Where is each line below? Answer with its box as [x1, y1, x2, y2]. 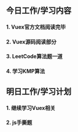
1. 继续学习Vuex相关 [6, 104, 56, 111]
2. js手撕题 [6, 119, 32, 126]
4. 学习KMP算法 [6, 67, 45, 74]
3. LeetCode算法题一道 [6, 53, 63, 60]
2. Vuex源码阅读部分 [6, 38, 57, 45]
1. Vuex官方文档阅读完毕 [6, 23, 66, 30]
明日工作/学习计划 [6, 87, 72, 97]
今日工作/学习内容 [6, 5, 72, 16]
